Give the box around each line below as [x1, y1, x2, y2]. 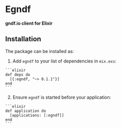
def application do [5, 108, 46, 113]
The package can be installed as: [5, 48, 74, 54]
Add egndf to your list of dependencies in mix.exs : [12, 58, 117, 64]
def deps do [5, 72, 30, 77]
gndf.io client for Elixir [5, 20, 53, 26]
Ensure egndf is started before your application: [12, 94, 111, 100]
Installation [5, 35, 41, 43]
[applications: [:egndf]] [10, 112, 65, 118]
